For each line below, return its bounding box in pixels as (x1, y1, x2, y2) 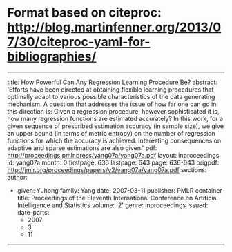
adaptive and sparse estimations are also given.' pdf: (7, 143, 157, 152)
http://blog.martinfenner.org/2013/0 (7, 19, 222, 35)
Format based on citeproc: (7, 5, 162, 21)
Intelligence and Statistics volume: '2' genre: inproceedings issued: (17, 201, 209, 209)
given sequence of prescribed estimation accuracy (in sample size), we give (7, 122, 224, 130)
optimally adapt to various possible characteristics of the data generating (7, 92, 215, 101)
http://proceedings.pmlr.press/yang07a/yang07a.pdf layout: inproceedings (7, 151, 220, 159)
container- (195, 186, 225, 194)
